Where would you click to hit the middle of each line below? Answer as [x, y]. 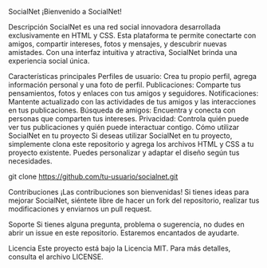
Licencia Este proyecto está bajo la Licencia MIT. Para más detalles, [120, 248]
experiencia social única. [49, 61]
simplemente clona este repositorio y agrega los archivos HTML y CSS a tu [131, 144]
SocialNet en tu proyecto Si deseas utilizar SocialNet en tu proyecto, [120, 136]
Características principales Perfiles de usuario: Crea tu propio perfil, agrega [133, 76]
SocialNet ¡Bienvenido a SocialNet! [65, 12]
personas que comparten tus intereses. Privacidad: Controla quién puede [129, 118]
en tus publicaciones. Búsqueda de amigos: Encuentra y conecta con [122, 110]
